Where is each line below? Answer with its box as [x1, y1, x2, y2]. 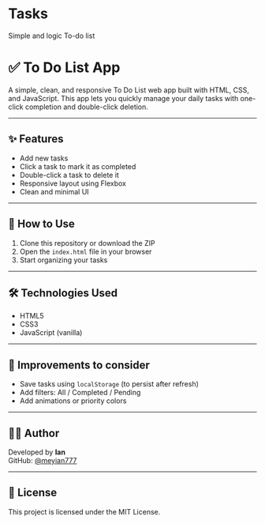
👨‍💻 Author [8, 426, 60, 439]
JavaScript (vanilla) [19, 328, 83, 337]
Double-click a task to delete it [19, 170, 120, 179]
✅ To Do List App [8, 58, 121, 77]
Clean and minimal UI [19, 187, 89, 196]
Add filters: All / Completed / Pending [19, 388, 141, 398]
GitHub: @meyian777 [8, 455, 77, 465]
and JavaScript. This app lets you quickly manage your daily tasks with [8, 93, 239, 103]
